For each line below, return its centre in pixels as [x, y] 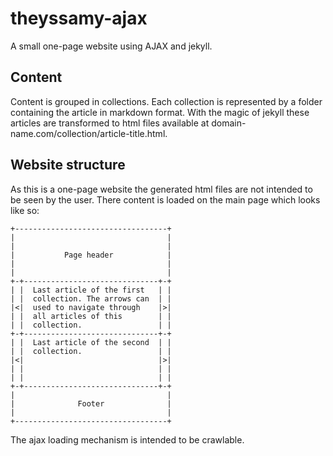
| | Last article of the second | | [91, 342]
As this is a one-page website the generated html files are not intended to [161, 189]
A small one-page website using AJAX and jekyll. [111, 46]
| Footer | [91, 403]
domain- [229, 123]
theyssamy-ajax [79, 18]
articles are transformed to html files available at [110, 123]
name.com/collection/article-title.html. [89, 133]
